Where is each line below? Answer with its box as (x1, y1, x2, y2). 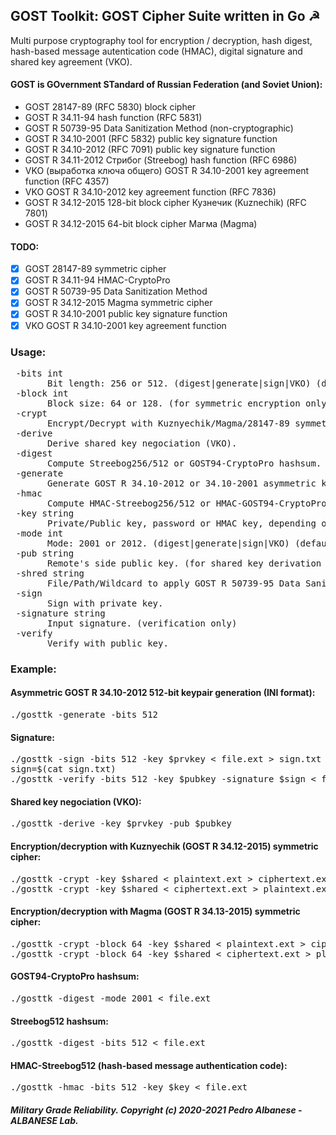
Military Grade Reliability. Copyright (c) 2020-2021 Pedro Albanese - (10, 1104, 303, 1116)
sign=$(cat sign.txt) (10, 764, 117, 775)
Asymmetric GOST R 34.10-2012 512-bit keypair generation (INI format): (10, 687, 316, 699)
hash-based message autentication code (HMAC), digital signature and (10, 45, 303, 57)
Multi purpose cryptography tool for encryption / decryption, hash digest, (10, 34, 313, 46)
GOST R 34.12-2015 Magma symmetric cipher (24, 297, 213, 309)
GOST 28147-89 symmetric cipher (24, 263, 167, 275)
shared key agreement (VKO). (10, 55, 133, 68)
